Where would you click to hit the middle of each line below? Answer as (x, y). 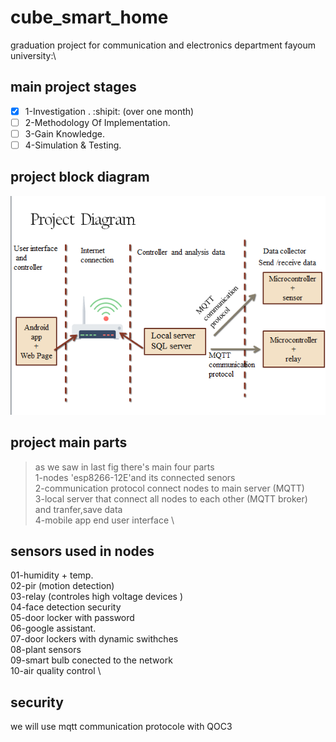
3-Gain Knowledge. (64, 133)
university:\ (33, 55)
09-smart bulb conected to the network (91, 660)
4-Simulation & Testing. (73, 145)
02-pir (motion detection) (62, 586)
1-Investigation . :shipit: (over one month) (109, 111)
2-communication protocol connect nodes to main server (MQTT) (169, 488)
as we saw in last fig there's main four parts (124, 467)
